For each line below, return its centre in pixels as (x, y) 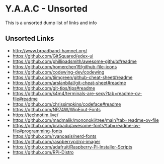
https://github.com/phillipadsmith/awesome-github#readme (74, 61)
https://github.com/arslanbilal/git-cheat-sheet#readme (69, 83)
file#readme (25, 99)
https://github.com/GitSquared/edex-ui (53, 56)
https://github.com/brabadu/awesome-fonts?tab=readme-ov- (76, 125)
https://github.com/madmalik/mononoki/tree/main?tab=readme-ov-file (86, 120)
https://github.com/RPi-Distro (43, 152)
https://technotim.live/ (35, 115)
